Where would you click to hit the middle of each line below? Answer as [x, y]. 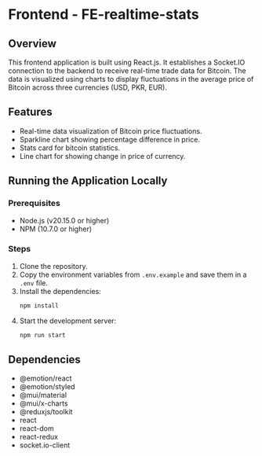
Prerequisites [34, 204]
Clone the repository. [53, 266]
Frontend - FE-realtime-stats [104, 15]
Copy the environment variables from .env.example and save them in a [133, 274]
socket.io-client [45, 445]
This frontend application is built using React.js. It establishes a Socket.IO [127, 62]
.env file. [34, 283]
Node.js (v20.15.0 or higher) [64, 220]
